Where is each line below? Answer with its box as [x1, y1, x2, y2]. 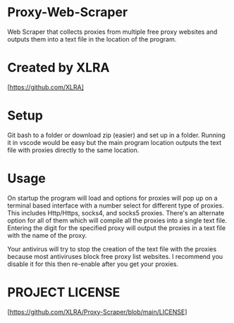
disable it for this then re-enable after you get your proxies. [7, 260, 178, 268]
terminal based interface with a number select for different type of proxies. [7, 201, 224, 210]
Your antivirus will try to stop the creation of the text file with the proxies [7, 244, 217, 253]
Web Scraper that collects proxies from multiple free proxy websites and [7, 27, 218, 36]
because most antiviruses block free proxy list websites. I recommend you [7, 252, 223, 260]
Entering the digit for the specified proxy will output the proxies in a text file [7, 223, 226, 232]
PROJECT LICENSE [7, 284, 121, 300]
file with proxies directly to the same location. [7, 146, 140, 154]
